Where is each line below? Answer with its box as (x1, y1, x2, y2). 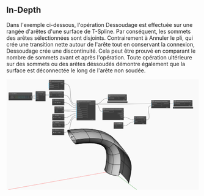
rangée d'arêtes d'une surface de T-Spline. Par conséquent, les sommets (6, 28, 191, 35)
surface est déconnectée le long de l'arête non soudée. (6, 67, 146, 74)
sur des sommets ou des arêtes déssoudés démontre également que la (6, 60, 186, 67)
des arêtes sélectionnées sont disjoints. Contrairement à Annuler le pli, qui (6, 34, 194, 42)
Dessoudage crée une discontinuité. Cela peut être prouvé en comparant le (6, 47, 196, 55)
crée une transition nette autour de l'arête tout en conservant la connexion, (6, 40, 195, 48)
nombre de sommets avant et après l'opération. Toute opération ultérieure (6, 53, 192, 61)
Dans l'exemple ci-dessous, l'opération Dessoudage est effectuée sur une (6, 21, 193, 28)
